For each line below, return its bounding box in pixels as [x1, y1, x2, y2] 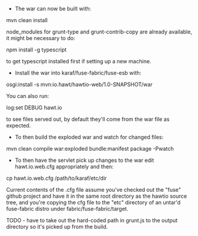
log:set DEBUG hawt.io [6, 104, 62, 111]
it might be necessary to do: [6, 35, 75, 41]
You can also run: [6, 93, 50, 99]
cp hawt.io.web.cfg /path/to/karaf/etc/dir [6, 174, 107, 182]
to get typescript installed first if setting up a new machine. [6, 58, 151, 65]
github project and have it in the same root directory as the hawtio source [6, 192, 187, 200]
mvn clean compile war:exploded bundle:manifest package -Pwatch [6, 145, 174, 152]
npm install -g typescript [6, 46, 67, 53]
